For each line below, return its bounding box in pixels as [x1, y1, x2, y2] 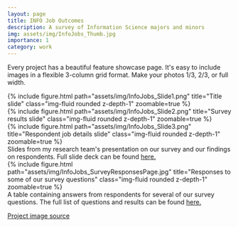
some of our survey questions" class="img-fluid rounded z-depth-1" [7, 175, 208, 184]
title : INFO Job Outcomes [7, 17, 84, 24]
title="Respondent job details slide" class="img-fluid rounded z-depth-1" [7, 130, 221, 138]
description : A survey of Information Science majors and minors [7, 23, 205, 31]
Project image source [7, 211, 70, 220]
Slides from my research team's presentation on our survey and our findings [7, 145, 231, 153]
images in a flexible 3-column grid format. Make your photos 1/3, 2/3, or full [7, 70, 229, 79]
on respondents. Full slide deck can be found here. [7, 152, 156, 161]
